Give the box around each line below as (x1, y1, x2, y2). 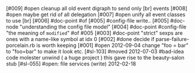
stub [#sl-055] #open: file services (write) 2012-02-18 (6, 60, 136, 67)
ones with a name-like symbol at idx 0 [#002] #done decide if (6, 36, 155, 42)
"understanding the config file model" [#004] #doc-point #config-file (19, 23, 187, 30)
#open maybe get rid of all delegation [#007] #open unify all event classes (6, 11, 186, 18)
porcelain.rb (6, 42, 36, 49)
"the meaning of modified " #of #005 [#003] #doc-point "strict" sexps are (6, 30, 183, 36)
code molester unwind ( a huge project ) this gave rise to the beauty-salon (6, 54, 185, 61)
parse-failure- (155, 36, 190, 42)
